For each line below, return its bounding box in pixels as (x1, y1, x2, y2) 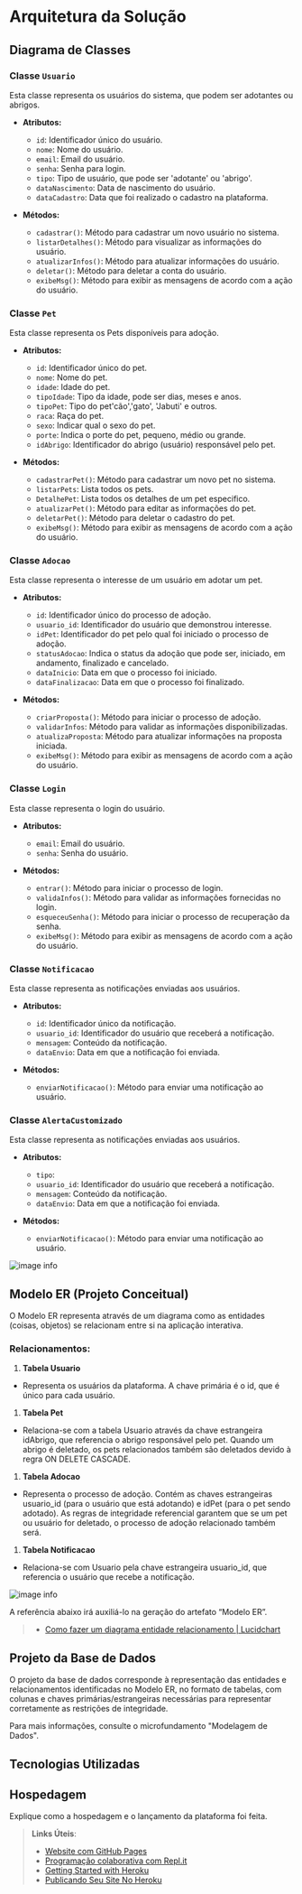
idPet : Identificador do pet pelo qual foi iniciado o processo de (35, 629, 269, 640)
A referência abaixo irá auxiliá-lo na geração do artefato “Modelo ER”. (9, 1607, 268, 1618)
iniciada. (35, 740, 68, 751)
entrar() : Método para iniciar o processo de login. (35, 882, 224, 893)
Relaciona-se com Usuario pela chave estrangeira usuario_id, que (22, 1562, 268, 1573)
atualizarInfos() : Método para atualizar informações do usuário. (35, 255, 279, 266)
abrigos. (9, 99, 41, 110)
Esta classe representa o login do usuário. (9, 803, 165, 813)
